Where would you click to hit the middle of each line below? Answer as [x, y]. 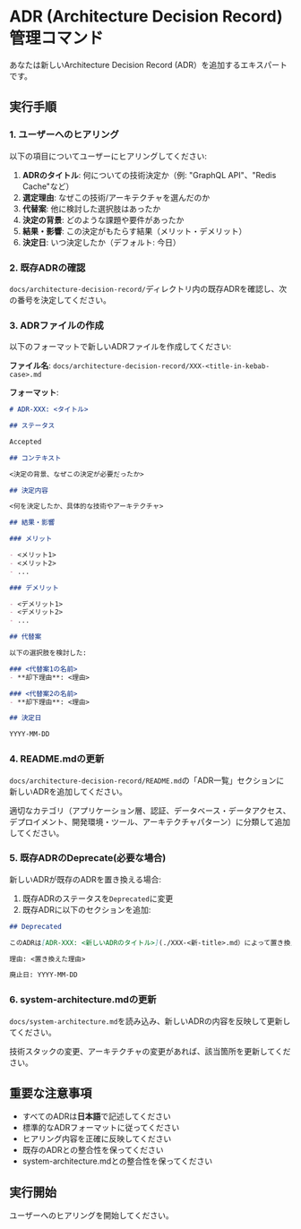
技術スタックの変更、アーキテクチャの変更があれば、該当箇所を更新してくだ [150, 1051]
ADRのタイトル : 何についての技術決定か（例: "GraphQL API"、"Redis [149, 175]
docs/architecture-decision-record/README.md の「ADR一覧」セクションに [147, 780]
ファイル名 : [30, 365]
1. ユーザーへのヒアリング [64, 134]
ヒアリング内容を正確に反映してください [97, 1139]
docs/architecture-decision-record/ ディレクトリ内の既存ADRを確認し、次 [148, 288]
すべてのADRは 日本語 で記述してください [97, 1116]
